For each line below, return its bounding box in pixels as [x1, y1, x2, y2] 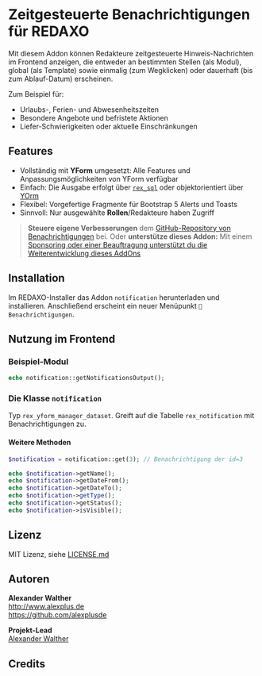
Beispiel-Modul [8, 355, 69, 367]
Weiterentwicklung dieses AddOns [27, 248, 141, 258]
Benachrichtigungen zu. [8, 419, 87, 429]
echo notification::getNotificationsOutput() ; [8, 374, 165, 382]
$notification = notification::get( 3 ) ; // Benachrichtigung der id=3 [8, 455, 244, 463]
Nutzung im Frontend [8, 332, 116, 346]
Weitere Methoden [8, 438, 71, 447]
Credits [8, 657, 46, 670]
